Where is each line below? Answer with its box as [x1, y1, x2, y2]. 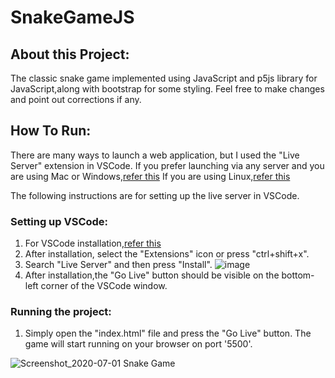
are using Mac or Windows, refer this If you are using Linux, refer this [10, 170, 291, 182]
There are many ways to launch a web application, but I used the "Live [10, 149, 300, 161]
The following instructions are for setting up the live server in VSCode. [10, 189, 300, 201]
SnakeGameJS [10, 6, 135, 29]
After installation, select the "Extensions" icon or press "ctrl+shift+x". [24, 248, 310, 260]
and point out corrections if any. [10, 94, 142, 105]
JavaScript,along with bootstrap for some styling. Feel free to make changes [10, 83, 325, 95]
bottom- [281, 269, 315, 281]
